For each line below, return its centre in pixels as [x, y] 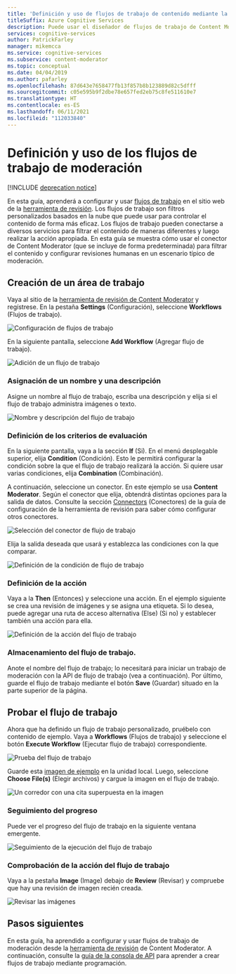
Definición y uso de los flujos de [103, 153]
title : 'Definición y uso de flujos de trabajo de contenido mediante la [118, 14]
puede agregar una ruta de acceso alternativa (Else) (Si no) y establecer [112, 613]
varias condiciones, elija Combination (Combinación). [85, 473]
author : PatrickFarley [40, 40]
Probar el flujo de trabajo [63, 712]
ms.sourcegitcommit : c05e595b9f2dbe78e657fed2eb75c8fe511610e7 [102, 92]
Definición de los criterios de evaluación [77, 435]
